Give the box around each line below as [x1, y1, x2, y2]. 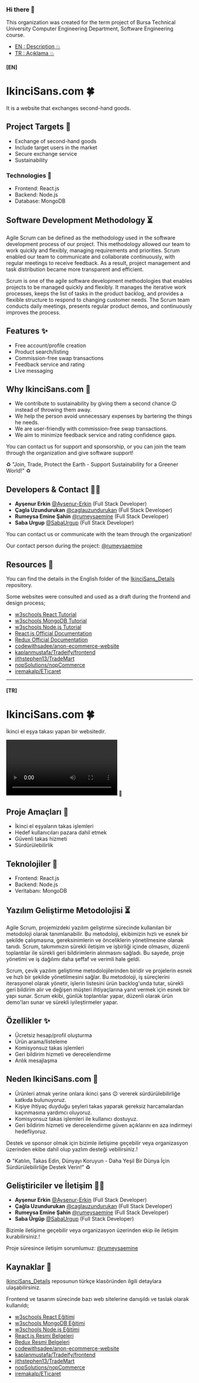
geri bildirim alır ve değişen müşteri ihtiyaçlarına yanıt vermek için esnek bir [6, 986, 190, 993]
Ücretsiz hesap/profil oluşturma [14, 1031, 92, 1039]
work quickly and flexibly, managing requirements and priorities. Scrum [6, 247, 180, 254]
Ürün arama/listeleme [14, 1038, 68, 1045]
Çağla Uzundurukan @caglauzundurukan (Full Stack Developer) [14, 1203, 173, 1210]
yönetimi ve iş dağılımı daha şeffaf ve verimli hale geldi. [6, 955, 141, 962]
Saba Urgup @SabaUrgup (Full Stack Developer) [14, 519, 134, 527]
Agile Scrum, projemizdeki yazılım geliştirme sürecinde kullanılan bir [6, 924, 172, 931]
